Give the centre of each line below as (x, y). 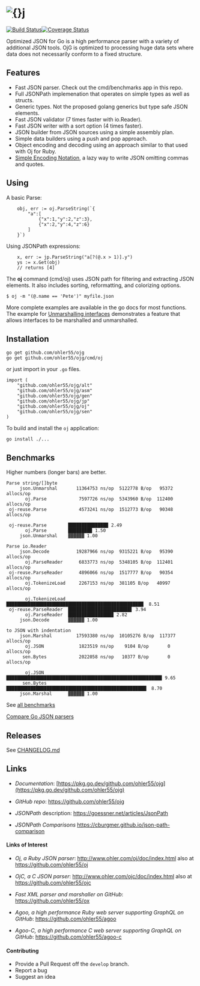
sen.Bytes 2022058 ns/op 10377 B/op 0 (96, 657)
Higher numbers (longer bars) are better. (56, 472)
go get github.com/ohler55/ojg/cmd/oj (55, 358)
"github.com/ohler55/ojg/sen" (55, 412)
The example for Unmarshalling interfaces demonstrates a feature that (93, 313)
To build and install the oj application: (53, 428)
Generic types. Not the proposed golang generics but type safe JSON (101, 106)
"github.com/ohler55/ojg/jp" (53, 401)
